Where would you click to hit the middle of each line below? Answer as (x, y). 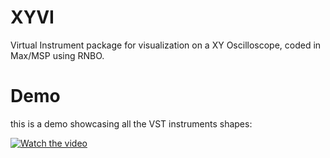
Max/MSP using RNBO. (57, 55)
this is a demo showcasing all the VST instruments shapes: (131, 123)
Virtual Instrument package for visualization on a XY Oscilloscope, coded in (166, 45)
